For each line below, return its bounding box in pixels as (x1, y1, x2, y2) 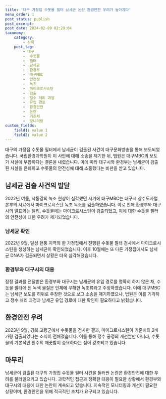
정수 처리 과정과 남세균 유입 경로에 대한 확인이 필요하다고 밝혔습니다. (10, 297, 143, 303)
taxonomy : (5, 30, 26, 35)
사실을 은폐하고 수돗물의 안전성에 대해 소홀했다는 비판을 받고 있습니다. (10, 165, 145, 171)
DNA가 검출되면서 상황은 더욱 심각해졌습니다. (10, 253, 98, 259)
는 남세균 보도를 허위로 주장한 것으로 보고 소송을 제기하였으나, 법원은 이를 (5, 291, 147, 297)
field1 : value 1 (14, 128, 48, 133)
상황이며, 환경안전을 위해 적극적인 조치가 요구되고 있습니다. (5, 389, 119, 395)
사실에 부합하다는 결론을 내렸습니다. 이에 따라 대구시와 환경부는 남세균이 (10, 159, 150, 165)
